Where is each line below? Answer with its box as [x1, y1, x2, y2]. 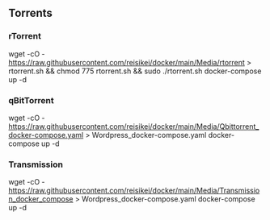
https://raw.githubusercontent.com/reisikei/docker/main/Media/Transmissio [8, 185, 260, 196]
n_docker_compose [8, 194, 74, 204]
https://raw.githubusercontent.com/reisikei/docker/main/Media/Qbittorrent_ [8, 121, 259, 131]
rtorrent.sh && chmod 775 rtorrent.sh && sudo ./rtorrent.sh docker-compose [8, 66, 262, 76]
